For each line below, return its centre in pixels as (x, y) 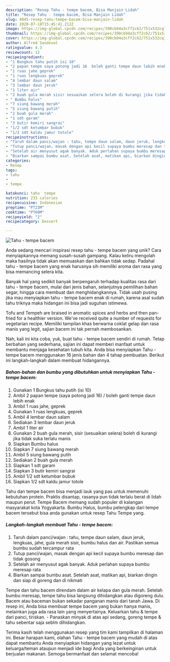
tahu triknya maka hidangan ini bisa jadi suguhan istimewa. (67, 303)
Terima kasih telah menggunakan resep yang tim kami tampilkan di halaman (84, 632)
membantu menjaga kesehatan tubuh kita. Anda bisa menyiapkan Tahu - (81, 349)
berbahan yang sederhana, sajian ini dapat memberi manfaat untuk (75, 344)
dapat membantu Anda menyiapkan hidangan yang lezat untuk (71, 643)
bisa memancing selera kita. (35, 272)
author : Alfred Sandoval (32, 43)
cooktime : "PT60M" (25, 212)
